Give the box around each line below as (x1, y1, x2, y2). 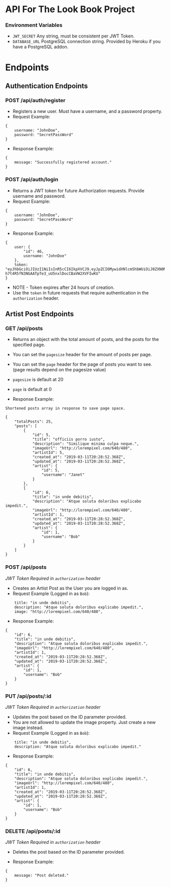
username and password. (12, 193, 66, 199)
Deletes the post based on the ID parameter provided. (12, 849, 125, 855)
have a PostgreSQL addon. (12, 44, 69, 50)
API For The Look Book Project (5, 4, 135, 15)
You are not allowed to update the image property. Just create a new (12, 719, 156, 725)
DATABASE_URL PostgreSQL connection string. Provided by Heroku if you (12, 38, 161, 45)
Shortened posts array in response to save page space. (5, 406, 125, 411)
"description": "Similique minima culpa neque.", (32, 441, 139, 446)
